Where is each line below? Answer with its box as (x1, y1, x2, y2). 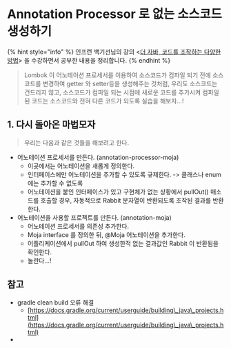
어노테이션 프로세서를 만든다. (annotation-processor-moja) (17, 153, 179, 161)
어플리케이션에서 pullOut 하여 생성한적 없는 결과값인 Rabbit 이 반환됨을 (27, 239, 219, 247)
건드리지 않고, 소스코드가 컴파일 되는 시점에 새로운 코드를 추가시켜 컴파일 (23, 88, 219, 96)
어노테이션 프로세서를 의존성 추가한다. (27, 222, 130, 230)
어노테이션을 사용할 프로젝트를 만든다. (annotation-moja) (17, 213, 172, 221)
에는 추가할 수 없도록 (27, 178, 83, 187)
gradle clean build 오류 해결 (17, 298, 94, 307)
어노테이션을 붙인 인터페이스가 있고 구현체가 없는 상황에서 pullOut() (27, 187, 209, 196)
